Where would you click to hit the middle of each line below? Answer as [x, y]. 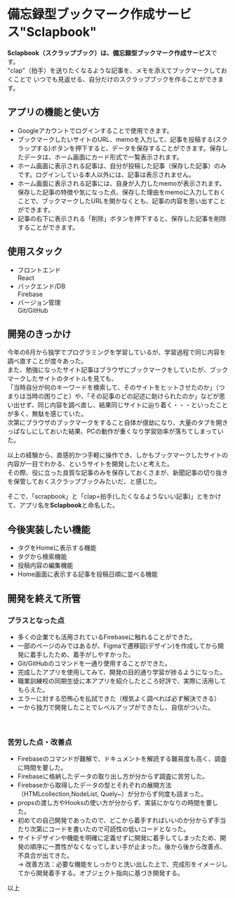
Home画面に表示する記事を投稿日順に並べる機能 [88, 575]
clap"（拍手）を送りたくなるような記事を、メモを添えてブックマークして [116, 70]
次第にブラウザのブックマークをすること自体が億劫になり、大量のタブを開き [118, 423]
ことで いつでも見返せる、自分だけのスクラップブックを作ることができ [115, 79]
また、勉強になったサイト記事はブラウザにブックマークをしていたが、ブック [118, 370]
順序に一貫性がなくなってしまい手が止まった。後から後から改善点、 [128, 847]
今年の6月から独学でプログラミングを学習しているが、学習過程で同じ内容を [116, 352]
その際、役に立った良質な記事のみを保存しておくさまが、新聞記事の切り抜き [117, 473]
